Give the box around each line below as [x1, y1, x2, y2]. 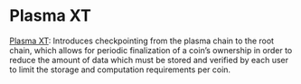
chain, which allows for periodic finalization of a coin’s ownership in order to [9, 44, 293, 55]
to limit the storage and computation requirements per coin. [9, 64, 231, 75]
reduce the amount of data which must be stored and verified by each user [9, 54, 289, 65]
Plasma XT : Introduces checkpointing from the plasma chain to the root [9, 35, 274, 46]
